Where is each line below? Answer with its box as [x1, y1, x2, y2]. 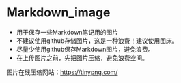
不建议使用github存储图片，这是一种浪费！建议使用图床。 [16, 36, 178, 45]
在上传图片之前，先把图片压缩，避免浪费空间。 [16, 53, 148, 62]
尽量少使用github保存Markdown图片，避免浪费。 [16, 45, 154, 53]
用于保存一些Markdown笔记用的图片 [16, 28, 119, 36]
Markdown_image [6, 5, 111, 20]
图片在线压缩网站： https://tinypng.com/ [6, 68, 118, 76]
